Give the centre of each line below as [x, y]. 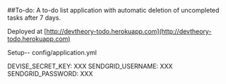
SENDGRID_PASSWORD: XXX [50, 74]
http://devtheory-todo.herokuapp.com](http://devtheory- [129, 31]
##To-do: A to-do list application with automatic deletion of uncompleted [113, 10]
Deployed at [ [27, 31]
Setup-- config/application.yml [52, 53]
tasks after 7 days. [34, 18]
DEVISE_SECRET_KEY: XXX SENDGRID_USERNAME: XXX [90, 66]
